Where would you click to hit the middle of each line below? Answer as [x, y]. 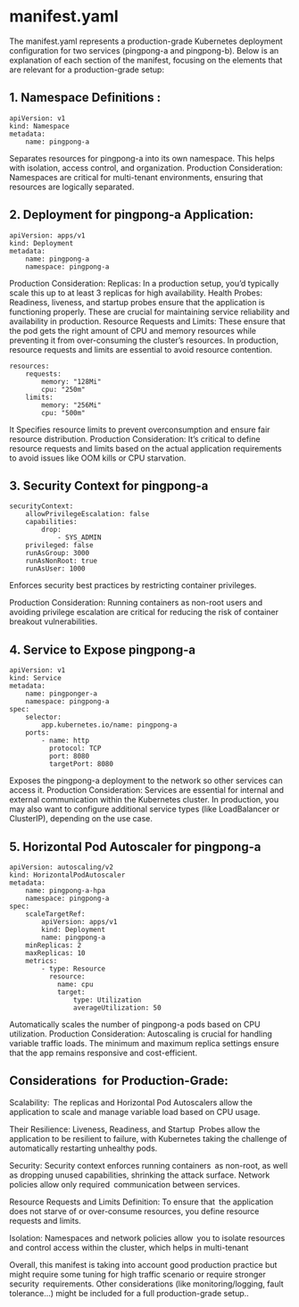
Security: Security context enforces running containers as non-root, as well [149, 1165]
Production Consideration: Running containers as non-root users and [136, 603]
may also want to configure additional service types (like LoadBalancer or [145, 809]
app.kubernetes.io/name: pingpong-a [109, 725]
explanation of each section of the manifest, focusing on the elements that [146, 60]
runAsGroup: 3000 [58, 554]
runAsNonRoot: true [62, 561]
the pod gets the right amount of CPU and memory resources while [133, 330]
